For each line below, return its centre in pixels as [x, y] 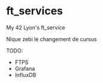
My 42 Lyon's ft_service [36, 27]
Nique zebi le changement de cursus [51, 39]
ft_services [35, 11]
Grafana [25, 68]
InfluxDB [25, 75]
